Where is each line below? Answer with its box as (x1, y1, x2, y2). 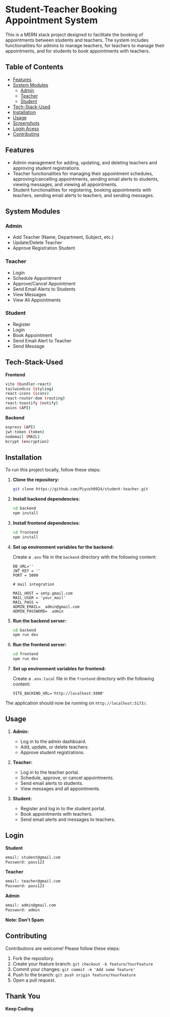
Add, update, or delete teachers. (20, 743, 89, 750)
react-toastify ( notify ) (5, 400, 58, 406)
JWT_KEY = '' (12, 568, 41, 573)
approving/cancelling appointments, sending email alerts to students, (12, 176, 159, 182)
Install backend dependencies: (12, 496, 80, 502)
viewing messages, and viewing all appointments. (12, 181, 118, 187)
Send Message (12, 343, 45, 349)
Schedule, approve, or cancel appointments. (20, 774, 114, 781)
